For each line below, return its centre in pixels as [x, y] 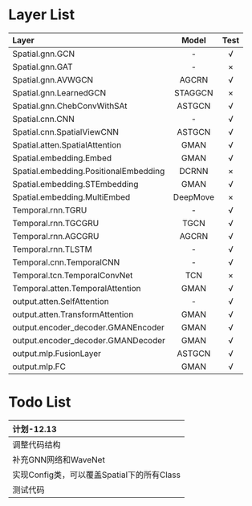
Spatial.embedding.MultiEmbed [71, 196]
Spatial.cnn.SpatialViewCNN [65, 132]
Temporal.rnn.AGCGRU [56, 236]
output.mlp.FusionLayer [57, 353]
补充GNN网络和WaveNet [59, 459]
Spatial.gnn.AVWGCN [53, 79]
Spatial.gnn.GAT [43, 67]
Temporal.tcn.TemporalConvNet [73, 275]
